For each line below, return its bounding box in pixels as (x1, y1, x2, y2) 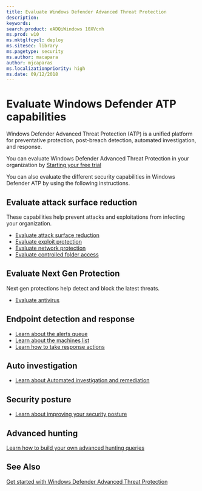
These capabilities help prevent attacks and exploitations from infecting (6, 213, 185, 221)
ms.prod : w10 (6, 32, 39, 38)
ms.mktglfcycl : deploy (6, 37, 64, 43)
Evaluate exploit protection (15, 238, 82, 245)
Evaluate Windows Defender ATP (6, 97, 177, 111)
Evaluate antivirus (15, 296, 60, 304)
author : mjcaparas (6, 60, 53, 66)
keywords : (6, 20, 32, 26)
